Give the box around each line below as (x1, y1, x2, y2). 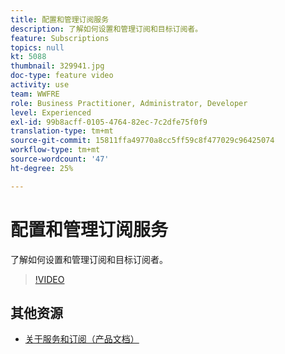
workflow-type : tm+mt (10, 145, 101, 155)
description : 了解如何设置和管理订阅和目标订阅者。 (10, 24, 203, 34)
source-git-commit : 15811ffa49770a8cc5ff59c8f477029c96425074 (10, 136, 275, 146)
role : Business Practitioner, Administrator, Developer (10, 98, 248, 108)
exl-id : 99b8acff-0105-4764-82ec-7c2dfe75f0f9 (10, 117, 208, 127)
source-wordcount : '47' (10, 154, 110, 164)
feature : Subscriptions (10, 33, 110, 43)
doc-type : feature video (10, 71, 114, 81)
